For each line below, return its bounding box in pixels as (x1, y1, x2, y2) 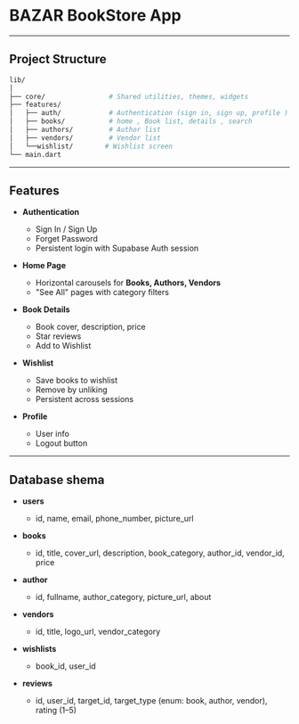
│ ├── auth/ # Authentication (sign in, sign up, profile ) (9, 109, 289, 118)
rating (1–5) (35, 705, 77, 716)
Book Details (21, 304, 70, 315)
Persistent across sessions (35, 394, 134, 405)
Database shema (9, 472, 105, 487)
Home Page (21, 260, 67, 271)
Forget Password (35, 234, 98, 244)
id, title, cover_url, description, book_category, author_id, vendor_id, (35, 547, 285, 558)
